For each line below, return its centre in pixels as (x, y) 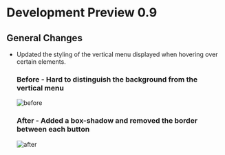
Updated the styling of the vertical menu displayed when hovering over (117, 54)
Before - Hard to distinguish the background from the (107, 79)
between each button (53, 130)
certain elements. (41, 62)
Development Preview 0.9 (82, 13)
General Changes (45, 38)
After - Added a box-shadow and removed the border (107, 121)
